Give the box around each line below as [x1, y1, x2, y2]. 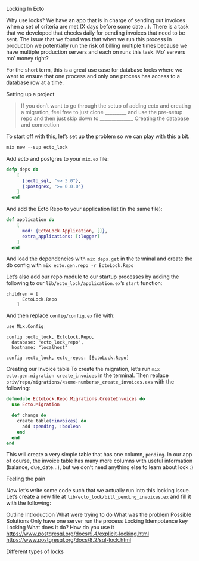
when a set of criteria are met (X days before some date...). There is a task [6, 23, 189, 30]
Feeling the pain [6, 475, 46, 483]
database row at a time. [6, 79, 64, 86]
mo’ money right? [6, 55, 49, 62]
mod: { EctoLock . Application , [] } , [21, 228, 108, 234]
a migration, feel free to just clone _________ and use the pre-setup [20, 109, 183, 115]
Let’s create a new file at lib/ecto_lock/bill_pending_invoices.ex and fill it [6, 493, 192, 501]
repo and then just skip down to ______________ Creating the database [20, 115, 189, 122]
